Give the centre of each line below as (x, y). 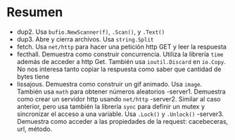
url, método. (34, 129)
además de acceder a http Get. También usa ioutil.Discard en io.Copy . (121, 61)
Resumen (35, 12)
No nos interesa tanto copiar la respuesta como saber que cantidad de (119, 69)
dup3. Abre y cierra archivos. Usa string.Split (85, 39)
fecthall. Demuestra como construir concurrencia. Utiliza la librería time (120, 54)
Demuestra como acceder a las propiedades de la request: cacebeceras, (122, 121)
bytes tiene (33, 76)
